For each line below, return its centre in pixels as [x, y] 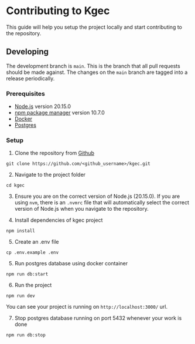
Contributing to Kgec [58, 11]
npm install [20, 231]
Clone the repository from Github [54, 153]
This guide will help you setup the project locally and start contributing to [94, 27]
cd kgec [16, 186]
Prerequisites [25, 93]
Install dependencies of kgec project [59, 220]
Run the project [33, 285]
